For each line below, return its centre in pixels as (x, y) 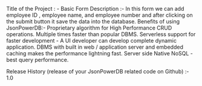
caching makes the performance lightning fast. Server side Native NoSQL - (100, 53)
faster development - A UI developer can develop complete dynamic (92, 41)
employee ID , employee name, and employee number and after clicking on (100, 15)
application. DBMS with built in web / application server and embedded (95, 47)
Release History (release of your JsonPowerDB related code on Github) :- (98, 71)
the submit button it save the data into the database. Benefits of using (93, 21)
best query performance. (37, 60)
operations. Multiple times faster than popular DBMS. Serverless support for (101, 34)
